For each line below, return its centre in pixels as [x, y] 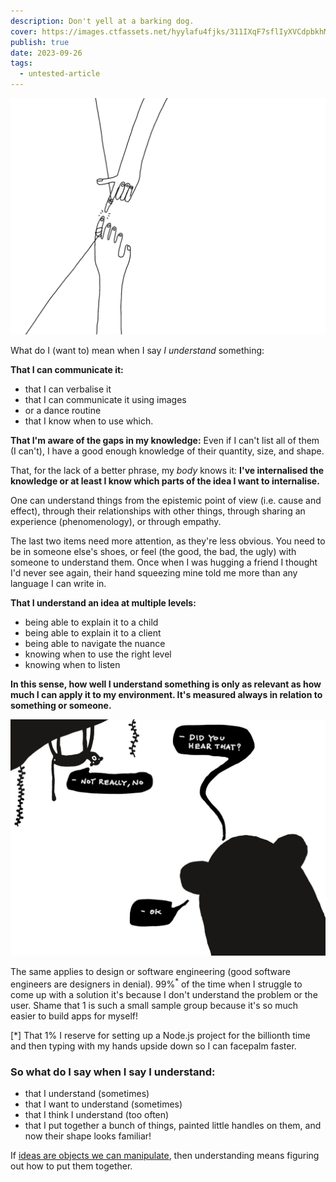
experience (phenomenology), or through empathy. [116, 521]
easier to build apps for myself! [74, 1016]
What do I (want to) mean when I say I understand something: [137, 350]
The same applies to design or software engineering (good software [150, 971]
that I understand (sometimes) [87, 1093]
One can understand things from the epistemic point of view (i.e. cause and [166, 500]
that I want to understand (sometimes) [103, 1104]
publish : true [40, 42]
